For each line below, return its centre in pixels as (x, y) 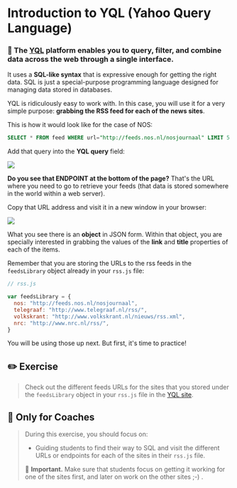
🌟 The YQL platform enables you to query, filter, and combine (115, 50)
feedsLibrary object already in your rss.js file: (76, 271)
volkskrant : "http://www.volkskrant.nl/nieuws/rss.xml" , (100, 316)
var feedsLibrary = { (39, 297)
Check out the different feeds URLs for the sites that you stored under (127, 387)
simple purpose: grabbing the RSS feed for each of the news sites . (106, 111)
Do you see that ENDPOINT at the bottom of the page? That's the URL (111, 178)
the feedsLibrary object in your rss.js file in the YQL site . (109, 395)
